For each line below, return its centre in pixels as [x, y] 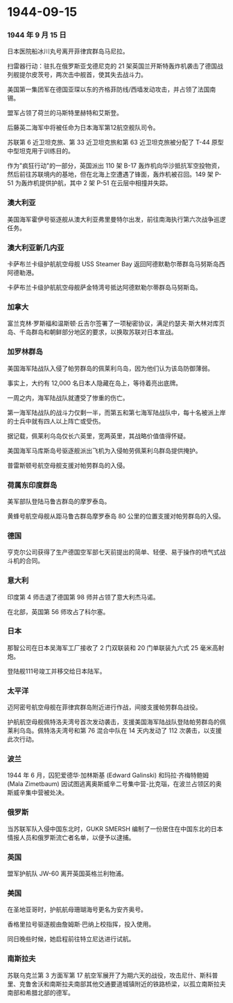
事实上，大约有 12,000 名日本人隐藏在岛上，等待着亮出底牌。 [95, 383]
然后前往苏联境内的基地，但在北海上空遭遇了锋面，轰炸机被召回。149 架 [110, 175]
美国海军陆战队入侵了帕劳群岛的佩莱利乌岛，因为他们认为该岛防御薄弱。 [110, 368]
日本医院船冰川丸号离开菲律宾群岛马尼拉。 [68, 51]
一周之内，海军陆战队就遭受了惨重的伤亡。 [68, 398]
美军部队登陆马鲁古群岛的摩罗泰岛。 [59, 501]
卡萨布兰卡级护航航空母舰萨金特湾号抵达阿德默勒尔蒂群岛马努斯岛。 [104, 288]
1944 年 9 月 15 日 [37, 35]
